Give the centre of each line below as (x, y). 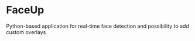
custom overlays (26, 32)
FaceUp (25, 10)
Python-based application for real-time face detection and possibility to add (97, 26)
